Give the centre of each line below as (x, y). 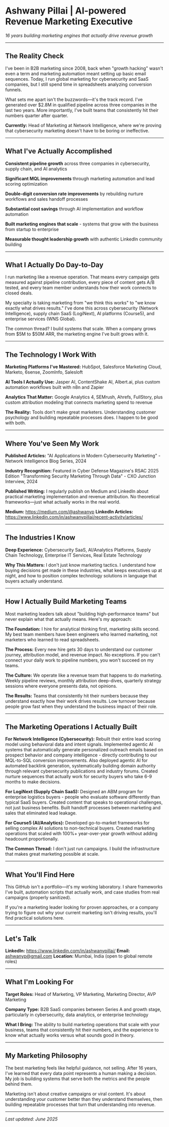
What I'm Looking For (39, 982)
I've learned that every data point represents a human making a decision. (81, 1073)
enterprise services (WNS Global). (41, 319)
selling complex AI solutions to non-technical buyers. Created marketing (80, 828)
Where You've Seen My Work (52, 443)
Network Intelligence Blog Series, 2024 (46, 461)
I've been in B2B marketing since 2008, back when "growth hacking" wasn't (84, 68)
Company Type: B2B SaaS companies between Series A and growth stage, (83, 1009)
